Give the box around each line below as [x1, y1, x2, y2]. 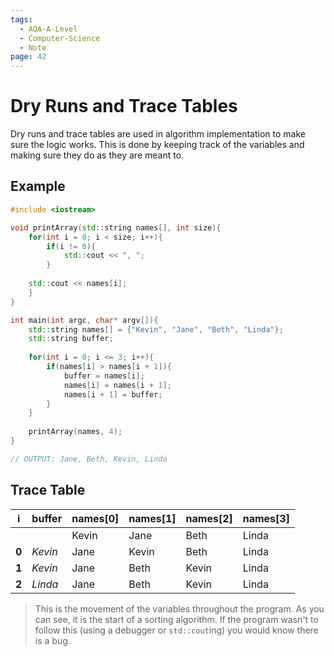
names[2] [185, 511, 233, 525]
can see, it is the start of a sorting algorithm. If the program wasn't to [34, 613, 319, 625]
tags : [10, 14, 33, 25]
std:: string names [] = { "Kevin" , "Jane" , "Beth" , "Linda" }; [28, 324, 284, 335]
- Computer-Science [19, 33, 101, 43]
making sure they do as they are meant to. [10, 149, 185, 161]
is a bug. [34, 634, 71, 646]
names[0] [71, 511, 120, 525]
